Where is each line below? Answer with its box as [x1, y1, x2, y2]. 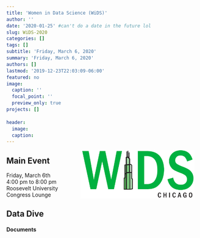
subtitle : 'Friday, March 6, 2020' [6, 49, 97, 55]
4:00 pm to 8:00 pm [6, 178, 57, 186]
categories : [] [6, 35, 45, 42]
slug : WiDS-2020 [6, 29, 48, 35]
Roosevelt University [6, 185, 59, 192]
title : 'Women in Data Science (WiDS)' [6, 10, 108, 16]
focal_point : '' [12, 93, 53, 100]
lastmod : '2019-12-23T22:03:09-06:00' [6, 68, 105, 74]
